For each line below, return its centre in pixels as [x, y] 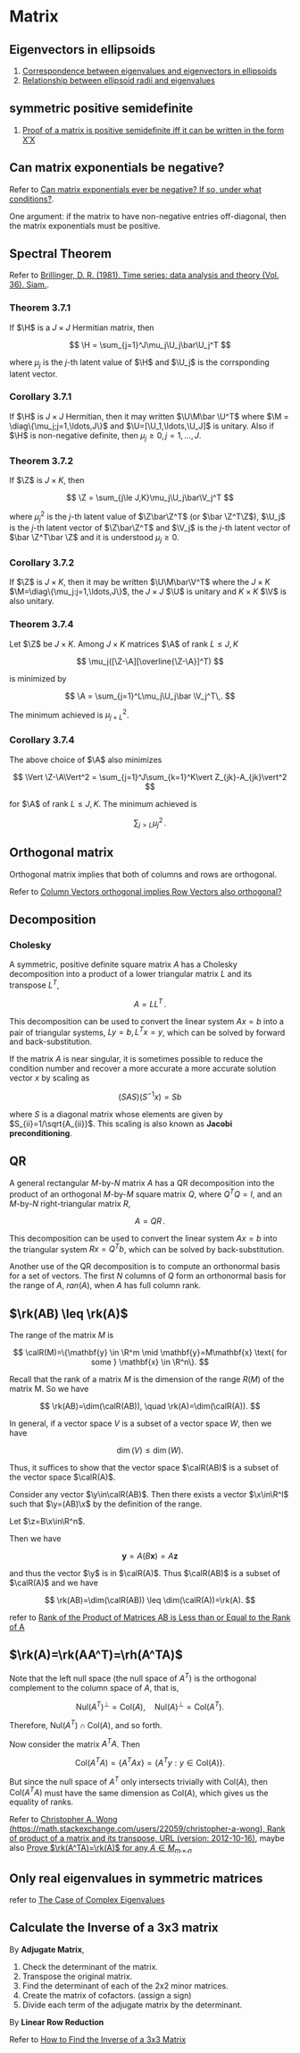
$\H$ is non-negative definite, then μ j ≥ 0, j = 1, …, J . [105, 436]
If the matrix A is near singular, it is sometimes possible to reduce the [136, 1059]
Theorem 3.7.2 [42, 461]
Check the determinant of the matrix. [90, 1966]
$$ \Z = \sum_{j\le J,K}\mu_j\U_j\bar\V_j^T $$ [150, 497]
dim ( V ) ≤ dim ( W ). [150, 1450]
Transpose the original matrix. [77, 1976]
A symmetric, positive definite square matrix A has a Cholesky [124, 964]
